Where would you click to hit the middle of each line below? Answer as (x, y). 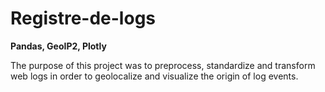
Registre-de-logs (83, 18)
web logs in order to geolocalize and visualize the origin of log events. (154, 76)
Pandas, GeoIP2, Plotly (58, 46)
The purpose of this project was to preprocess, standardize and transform (163, 65)
